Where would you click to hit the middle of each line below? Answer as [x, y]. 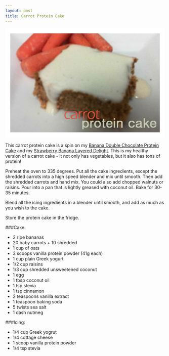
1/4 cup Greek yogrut [35, 332]
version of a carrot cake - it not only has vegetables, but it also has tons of [83, 156]
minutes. [21, 193]
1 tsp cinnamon [28, 291]
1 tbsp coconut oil [31, 280]
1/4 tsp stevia [26, 348]
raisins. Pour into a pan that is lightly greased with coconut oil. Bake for [79, 188]
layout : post [19, 11]
